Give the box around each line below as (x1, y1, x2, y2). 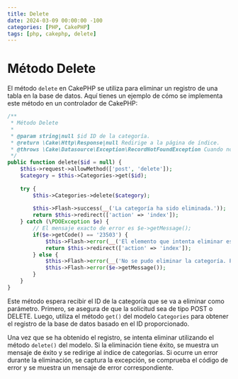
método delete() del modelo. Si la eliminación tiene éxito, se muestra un (7, 341, 219, 349)
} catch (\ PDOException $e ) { (20, 218, 110, 225)
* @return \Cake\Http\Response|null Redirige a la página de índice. (10, 139, 220, 146)
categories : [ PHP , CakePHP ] (7, 23, 91, 30)
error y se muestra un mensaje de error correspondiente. (7, 363, 174, 372)
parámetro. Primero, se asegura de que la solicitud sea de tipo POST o (7, 304, 213, 312)
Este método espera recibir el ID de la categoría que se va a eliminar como (7, 297, 225, 305)
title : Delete (7, 10, 50, 18)
